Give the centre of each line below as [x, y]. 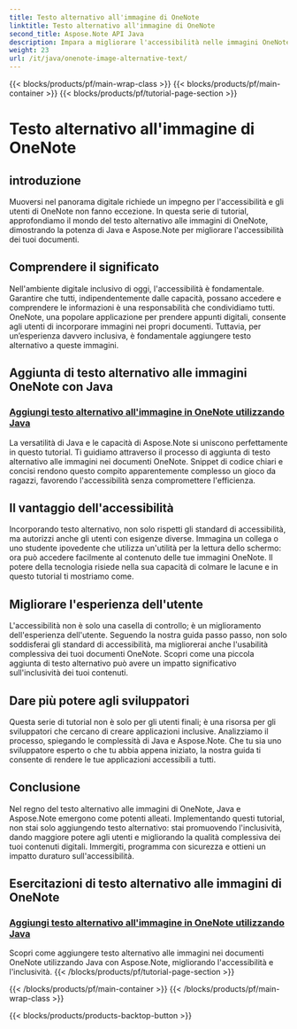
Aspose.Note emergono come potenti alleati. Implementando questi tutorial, [147, 818]
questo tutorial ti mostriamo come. [72, 576]
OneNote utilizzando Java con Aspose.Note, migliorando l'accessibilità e [141, 963]
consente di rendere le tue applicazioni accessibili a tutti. [113, 760]
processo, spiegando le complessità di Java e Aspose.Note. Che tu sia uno [145, 740]
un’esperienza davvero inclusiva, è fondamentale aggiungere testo [130, 335]
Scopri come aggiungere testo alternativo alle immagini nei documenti [137, 953]
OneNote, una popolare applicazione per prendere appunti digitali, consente [148, 316]
